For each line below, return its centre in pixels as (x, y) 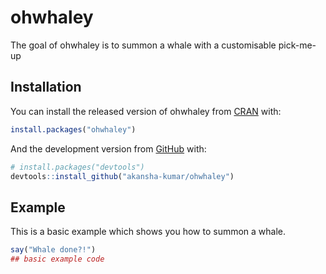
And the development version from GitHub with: (108, 148)
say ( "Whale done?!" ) (53, 250)
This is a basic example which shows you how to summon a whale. (148, 232)
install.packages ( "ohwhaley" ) (73, 129)
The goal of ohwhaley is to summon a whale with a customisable (143, 45)
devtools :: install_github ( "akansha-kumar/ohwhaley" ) (122, 176)
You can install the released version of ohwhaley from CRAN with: (146, 111)
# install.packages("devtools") (77, 167)
